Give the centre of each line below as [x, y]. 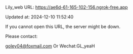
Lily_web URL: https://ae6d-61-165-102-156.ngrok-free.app [66, 7]
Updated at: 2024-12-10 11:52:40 [39, 17]
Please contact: [21, 36]
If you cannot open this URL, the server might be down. [63, 26]
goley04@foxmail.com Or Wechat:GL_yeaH [50, 46]
